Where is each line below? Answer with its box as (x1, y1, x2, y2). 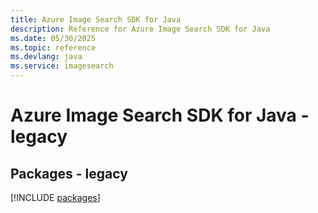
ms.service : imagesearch (10, 61, 114, 71)
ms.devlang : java (10, 52, 83, 62)
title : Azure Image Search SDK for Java (10, 14, 182, 25)
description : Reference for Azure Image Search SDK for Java (10, 24, 271, 34)
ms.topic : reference (10, 42, 97, 53)
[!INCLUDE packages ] (10, 192, 101, 203)
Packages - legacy (10, 165, 128, 182)
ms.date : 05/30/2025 (10, 33, 97, 43)
